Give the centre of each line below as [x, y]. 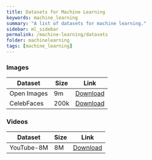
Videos [17, 122]
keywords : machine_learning [42, 18]
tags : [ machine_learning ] [39, 46]
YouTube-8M [29, 148]
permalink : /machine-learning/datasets [57, 35]
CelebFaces [27, 103]
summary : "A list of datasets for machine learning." [77, 23]
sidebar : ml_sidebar [33, 29]
